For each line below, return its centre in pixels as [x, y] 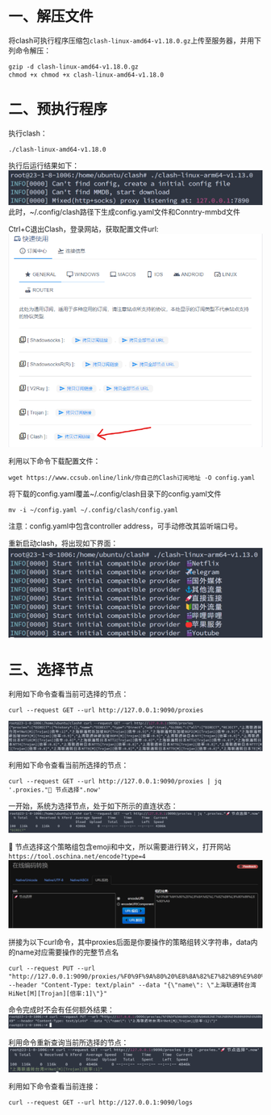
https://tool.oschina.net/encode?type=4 [77, 856]
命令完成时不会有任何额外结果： [61, 1010]
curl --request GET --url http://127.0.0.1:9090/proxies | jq [115, 781]
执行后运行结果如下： [44, 165]
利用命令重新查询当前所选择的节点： [69, 1042]
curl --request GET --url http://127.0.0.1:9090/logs [101, 1103]
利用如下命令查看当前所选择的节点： [69, 765]
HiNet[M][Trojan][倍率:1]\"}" [58, 994]
